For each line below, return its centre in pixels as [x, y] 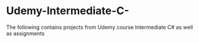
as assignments [25, 33]
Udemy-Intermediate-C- [68, 11]
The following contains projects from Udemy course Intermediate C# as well [100, 27]
